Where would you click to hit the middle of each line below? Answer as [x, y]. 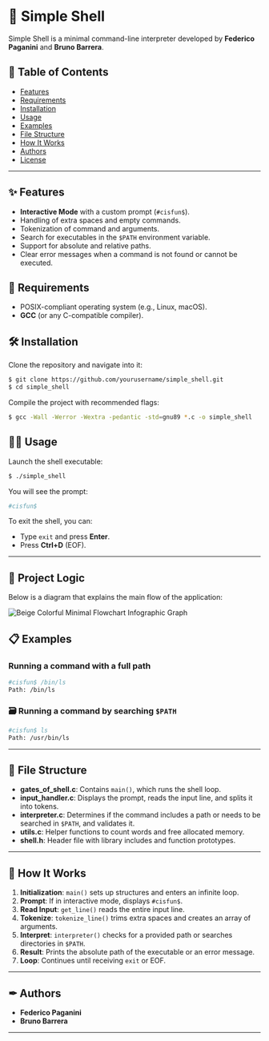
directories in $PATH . [52, 943]
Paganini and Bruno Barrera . [56, 46]
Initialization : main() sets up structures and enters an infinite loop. [129, 893]
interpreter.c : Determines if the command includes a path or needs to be [140, 815]
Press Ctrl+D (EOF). [53, 545]
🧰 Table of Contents [58, 72]
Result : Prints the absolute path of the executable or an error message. [137, 952]
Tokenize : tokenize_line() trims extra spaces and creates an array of [135, 918]
